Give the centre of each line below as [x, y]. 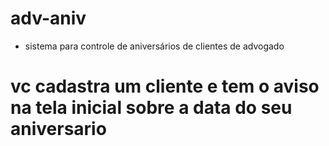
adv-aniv [48, 18]
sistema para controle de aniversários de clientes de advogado [154, 46]
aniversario [58, 129]
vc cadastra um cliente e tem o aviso [165, 86]
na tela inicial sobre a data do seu [151, 108]
